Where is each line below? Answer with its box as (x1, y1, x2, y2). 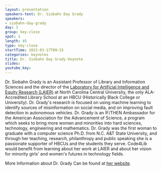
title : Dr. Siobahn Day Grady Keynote (5, 57, 83, 62)
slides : (5, 61, 21, 66)
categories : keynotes (5, 52, 49, 57)
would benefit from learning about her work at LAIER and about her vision (5, 146, 152, 152)
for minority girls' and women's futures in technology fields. (5, 151, 124, 156)
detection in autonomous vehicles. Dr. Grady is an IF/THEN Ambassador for (5, 110, 156, 115)
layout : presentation (5, 7, 49, 12)
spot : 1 (5, 34, 21, 39)
